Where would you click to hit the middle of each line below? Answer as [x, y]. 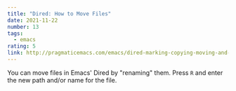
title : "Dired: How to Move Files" [59, 14]
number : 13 [23, 27]
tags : [15, 33]
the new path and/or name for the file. [62, 80]
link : [15, 53]
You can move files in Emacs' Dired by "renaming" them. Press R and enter [115, 72]
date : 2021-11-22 [33, 20]
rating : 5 [22, 46]
